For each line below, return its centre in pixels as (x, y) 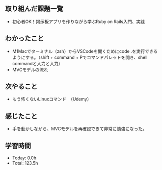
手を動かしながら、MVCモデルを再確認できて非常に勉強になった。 (80, 129)
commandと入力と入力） (37, 63)
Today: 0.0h (24, 158)
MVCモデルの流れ (30, 70)
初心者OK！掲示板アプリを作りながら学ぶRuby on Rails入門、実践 (78, 22)
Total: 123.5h (25, 163)
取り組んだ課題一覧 (34, 9)
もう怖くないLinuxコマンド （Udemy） (52, 99)
